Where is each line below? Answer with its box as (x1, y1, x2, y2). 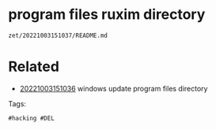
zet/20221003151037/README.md (8, 32, 108, 39)
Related (8, 58, 59, 76)
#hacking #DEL (8, 114, 55, 122)
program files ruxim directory (8, 6, 206, 24)
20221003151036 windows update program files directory (19, 84, 208, 93)
